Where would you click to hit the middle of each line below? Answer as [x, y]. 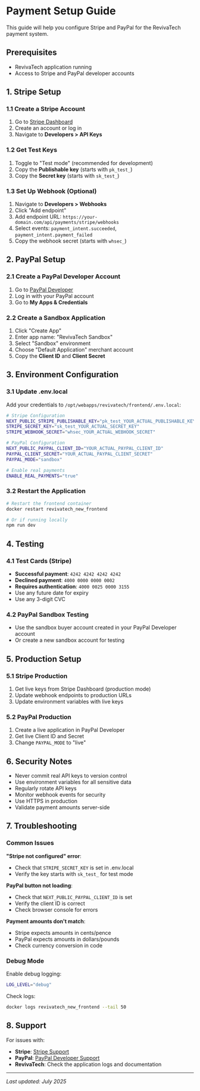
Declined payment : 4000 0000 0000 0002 [65, 580]
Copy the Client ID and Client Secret [60, 356]
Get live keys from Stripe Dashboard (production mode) [83, 689]
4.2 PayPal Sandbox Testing [48, 614]
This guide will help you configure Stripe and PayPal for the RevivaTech [94, 27]
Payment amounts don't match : [46, 921]
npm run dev [21, 526]
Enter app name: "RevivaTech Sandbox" [64, 337]
